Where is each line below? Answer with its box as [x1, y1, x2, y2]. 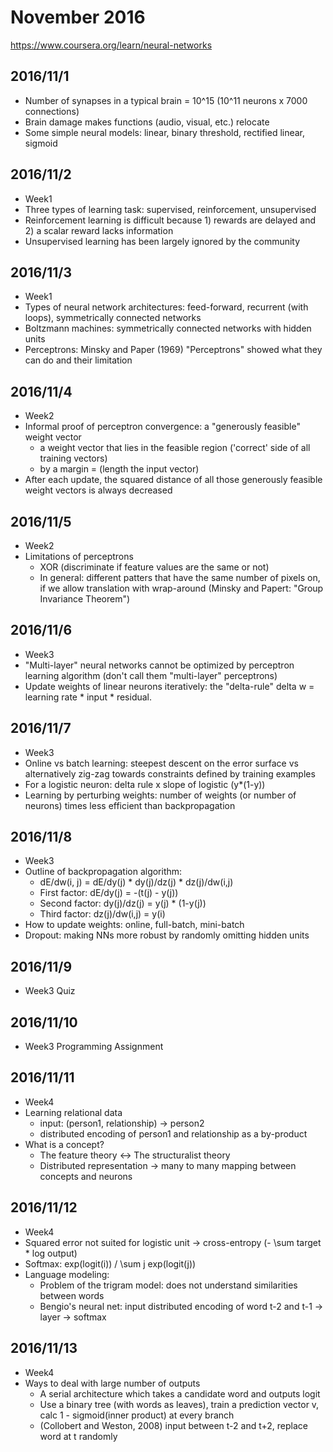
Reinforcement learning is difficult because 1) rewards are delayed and [24, 214, 316, 226]
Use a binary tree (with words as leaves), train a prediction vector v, [39, 1398, 320, 1410]
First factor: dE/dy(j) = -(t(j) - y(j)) [39, 887, 179, 899]
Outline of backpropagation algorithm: [24, 866, 183, 878]
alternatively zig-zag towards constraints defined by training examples [24, 767, 316, 780]
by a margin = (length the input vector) [39, 463, 200, 475]
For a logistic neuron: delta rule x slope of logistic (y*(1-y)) [24, 778, 266, 790]
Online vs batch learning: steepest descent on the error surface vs [24, 757, 299, 769]
